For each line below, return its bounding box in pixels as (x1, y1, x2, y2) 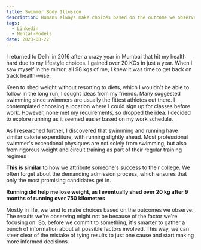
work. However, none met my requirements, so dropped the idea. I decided (6, 109, 191, 116)
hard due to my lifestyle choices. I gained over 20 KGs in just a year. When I (6, 59, 193, 66)
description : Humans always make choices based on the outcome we (6, 14, 175, 20)
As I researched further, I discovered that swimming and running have (6, 127, 178, 134)
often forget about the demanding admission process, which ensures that (6, 170, 187, 177)
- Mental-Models (11, 31, 52, 37)
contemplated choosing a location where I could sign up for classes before (6, 103, 190, 109)
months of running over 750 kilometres (6, 195, 106, 202)
